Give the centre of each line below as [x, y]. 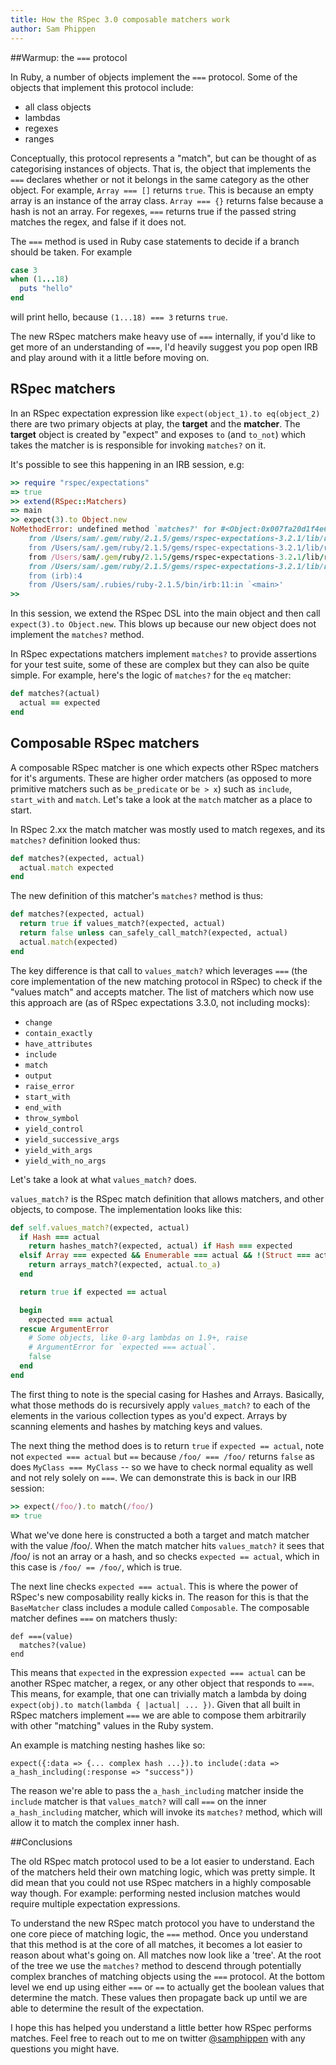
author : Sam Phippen [53, 29]
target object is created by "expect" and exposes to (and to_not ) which [158, 434]
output [38, 1076]
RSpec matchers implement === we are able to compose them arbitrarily [158, 1715]
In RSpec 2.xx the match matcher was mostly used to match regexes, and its [168, 829]
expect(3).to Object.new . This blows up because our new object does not [163, 624]
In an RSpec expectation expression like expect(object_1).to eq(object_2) [165, 413]
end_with [43, 1107]
